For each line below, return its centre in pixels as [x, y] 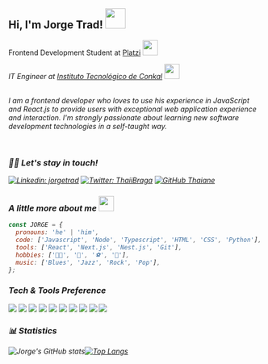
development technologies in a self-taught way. [88, 126]
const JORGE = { [36, 225]
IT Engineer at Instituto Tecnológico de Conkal [86, 76]
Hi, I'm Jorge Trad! [56, 25]
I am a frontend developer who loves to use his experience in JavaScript [129, 100]
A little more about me [52, 208]
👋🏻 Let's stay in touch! [53, 162]
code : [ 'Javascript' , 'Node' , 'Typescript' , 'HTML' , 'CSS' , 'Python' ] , [139, 240]
